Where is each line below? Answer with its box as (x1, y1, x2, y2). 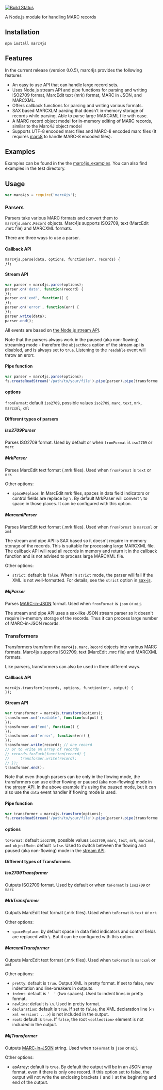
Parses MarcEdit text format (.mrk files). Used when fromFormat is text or (5, 467, 151, 473)
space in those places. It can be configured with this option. (12, 501, 132, 507)
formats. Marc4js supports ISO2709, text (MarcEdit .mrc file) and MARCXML (5, 649, 158, 654)
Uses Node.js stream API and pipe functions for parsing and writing (12, 87, 147, 92)
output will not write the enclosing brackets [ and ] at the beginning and (12, 1074, 157, 1080)
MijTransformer (5, 1033, 38, 1038)
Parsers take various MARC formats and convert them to (5, 215, 118, 221)
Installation (5, 28, 40, 36)
